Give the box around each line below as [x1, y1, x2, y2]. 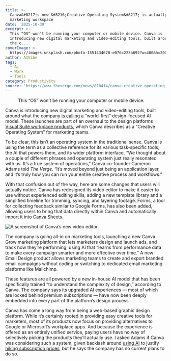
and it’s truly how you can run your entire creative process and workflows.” [5, 171, 163, 177]
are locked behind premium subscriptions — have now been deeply [5, 292, 147, 298]
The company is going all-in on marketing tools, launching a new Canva [5, 233, 156, 240]
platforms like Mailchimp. [5, 266, 58, 272]
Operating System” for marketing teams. [5, 128, 90, 135]
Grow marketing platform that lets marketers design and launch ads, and [5, 239, 157, 245]
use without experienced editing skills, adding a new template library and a [5, 192, 162, 198]
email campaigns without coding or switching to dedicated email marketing [5, 261, 163, 267]
